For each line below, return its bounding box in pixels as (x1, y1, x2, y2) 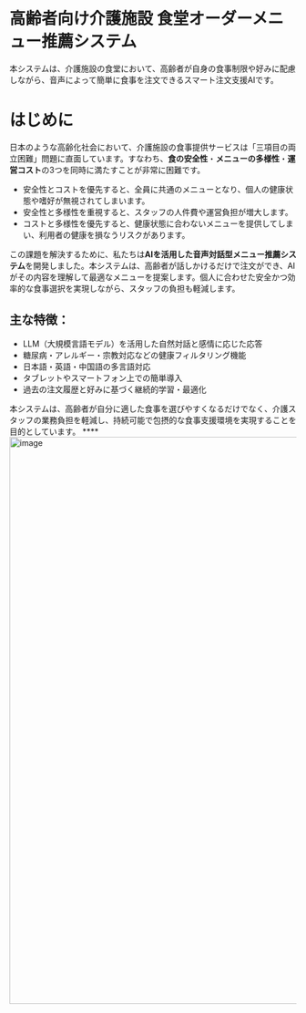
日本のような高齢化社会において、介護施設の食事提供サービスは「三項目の (9, 141, 289, 152)
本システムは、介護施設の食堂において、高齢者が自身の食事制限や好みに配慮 (9, 63, 296, 74)
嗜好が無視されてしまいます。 (38, 195, 150, 206)
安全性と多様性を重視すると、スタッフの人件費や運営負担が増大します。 (22, 206, 293, 217)
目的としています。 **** (9, 426, 99, 437)
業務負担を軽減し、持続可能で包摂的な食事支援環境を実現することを (40, 414, 297, 425)
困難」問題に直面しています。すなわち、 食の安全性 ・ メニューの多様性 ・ (16, 152, 289, 164)
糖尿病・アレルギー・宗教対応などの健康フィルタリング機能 (22, 349, 247, 360)
